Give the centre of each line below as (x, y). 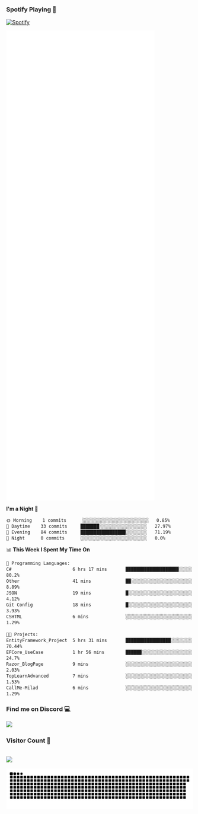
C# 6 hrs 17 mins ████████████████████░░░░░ (99, 569)
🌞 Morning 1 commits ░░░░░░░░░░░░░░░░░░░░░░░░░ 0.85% (88, 521)
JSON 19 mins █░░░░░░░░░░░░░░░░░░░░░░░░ (99, 593)
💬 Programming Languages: (38, 564)
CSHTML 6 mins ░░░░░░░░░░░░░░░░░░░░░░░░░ (99, 617)
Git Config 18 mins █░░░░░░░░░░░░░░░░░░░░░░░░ (99, 605)
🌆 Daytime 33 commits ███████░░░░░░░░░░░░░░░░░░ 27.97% (88, 526)
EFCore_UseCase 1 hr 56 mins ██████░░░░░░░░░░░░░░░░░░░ (99, 652)
